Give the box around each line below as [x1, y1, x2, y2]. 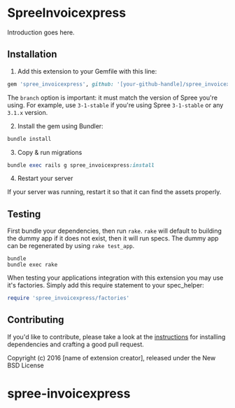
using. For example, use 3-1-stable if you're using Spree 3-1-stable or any [7, 100, 224, 109]
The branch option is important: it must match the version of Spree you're [7, 93, 218, 102]
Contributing [7, 314, 64, 326]
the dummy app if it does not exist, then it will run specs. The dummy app [7, 234, 219, 243]
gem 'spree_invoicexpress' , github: [7, 81, 114, 88]
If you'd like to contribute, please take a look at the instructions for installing [7, 332, 226, 341]
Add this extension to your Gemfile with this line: [17, 67, 157, 75]
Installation [7, 48, 57, 60]
